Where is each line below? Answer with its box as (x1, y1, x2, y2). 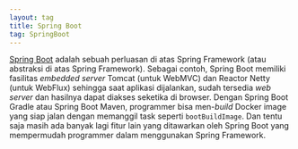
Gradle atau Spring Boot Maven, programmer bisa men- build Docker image (9, 102, 287, 112)
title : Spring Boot (9, 21, 83, 30)
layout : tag (9, 12, 54, 22)
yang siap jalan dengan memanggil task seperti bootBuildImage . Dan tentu (9, 111, 283, 121)
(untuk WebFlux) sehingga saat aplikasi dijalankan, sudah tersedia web (9, 82, 272, 94)
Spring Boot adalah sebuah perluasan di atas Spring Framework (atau (9, 54, 267, 65)
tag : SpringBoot (9, 29, 70, 38)
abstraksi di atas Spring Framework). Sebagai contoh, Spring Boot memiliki (9, 63, 286, 74)
